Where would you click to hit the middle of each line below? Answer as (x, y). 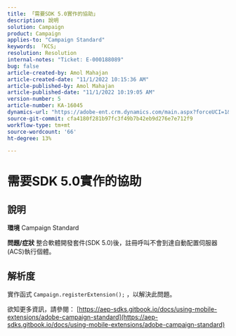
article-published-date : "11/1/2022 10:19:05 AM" (81, 92)
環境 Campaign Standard (43, 228)
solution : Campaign (36, 27)
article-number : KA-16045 (45, 106)
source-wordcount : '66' (42, 132)
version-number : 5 (34, 99)
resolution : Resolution (42, 54)
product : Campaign (34, 33)
